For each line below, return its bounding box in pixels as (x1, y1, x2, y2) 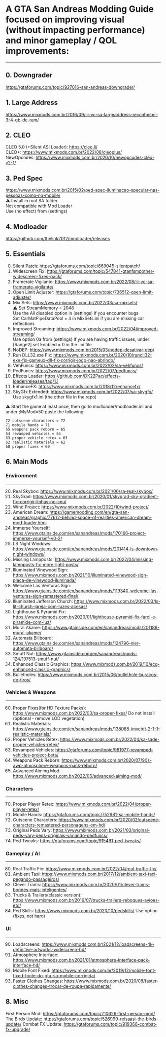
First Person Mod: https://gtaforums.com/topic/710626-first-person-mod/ (5, 1010, 155, 1016)
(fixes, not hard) (12, 913, 46, 919)
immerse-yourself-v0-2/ (12, 535, 63, 541)
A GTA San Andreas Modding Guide (5, 3, 154, 15)
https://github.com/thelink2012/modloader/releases (5, 236, 110, 241)
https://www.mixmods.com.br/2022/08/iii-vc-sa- (55, 279, 155, 285)
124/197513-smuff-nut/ (12, 656, 59, 662)
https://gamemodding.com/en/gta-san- (49, 509, 130, 515)
